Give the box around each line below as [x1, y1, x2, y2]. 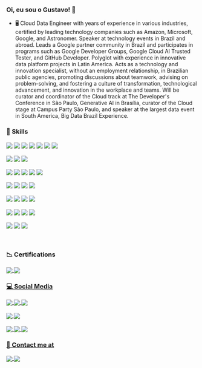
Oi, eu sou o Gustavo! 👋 [6, 5, 76, 14]
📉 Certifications [6, 250, 56, 259]
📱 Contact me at [6, 341, 54, 349]
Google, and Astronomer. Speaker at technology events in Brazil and [15, 35, 186, 42]
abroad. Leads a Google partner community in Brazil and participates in [15, 41, 194, 49]
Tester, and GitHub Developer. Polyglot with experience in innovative [15, 54, 186, 61]
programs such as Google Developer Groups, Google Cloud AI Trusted [15, 48, 191, 55]
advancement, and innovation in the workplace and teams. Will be [15, 86, 180, 94]
